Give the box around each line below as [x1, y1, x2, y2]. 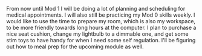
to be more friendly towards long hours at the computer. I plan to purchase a [6, 24, 197, 31]
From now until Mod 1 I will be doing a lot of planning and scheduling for [6, 5, 186, 12]
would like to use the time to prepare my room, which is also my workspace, [6, 18, 195, 24]
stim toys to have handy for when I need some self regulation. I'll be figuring [6, 37, 196, 43]
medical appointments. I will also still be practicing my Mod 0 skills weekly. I [6, 11, 195, 18]
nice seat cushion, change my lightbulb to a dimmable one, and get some [6, 30, 189, 38]
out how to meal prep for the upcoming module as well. [6, 43, 144, 50]
